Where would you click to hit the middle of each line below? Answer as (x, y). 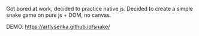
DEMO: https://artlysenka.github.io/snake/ (58, 27)
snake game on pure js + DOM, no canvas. (59, 15)
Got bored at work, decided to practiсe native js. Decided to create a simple (99, 9)
